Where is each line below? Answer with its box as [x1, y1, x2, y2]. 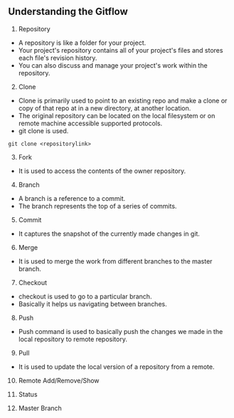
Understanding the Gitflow [8, 6, 129, 18]
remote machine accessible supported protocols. [18, 119, 163, 127]
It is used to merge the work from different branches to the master [18, 256, 213, 266]
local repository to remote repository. [18, 335, 127, 343]
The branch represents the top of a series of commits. [18, 202, 177, 210]
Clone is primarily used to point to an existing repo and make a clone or [18, 96, 228, 105]
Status [18, 390, 38, 398]
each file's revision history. [18, 53, 97, 62]
